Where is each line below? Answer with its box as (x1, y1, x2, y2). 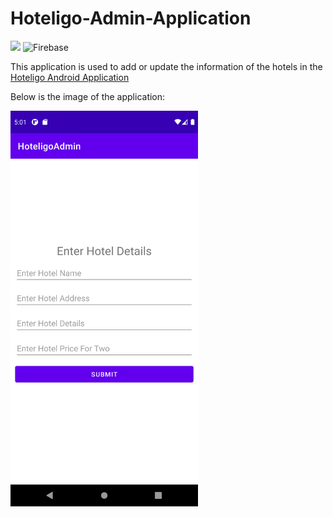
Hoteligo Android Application (10, 71, 130, 83)
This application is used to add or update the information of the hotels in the (10, 60, 323, 72)
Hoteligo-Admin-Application (10, 7, 252, 30)
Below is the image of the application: (10, 90, 166, 102)
